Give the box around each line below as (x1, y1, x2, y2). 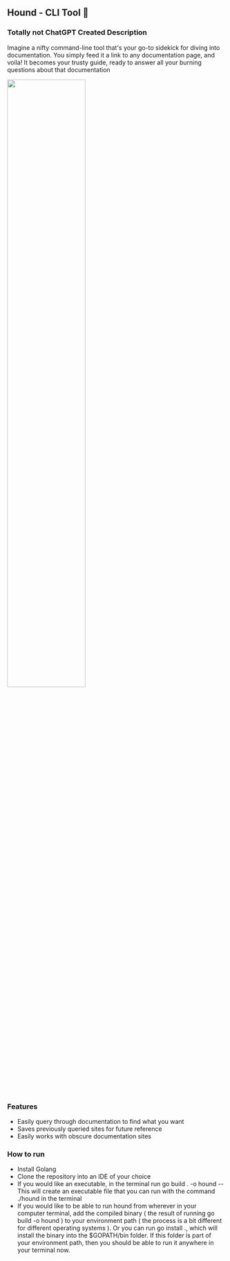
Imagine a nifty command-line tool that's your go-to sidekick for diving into (7, 43, 220, 52)
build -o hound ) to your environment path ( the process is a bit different (17, 1217, 222, 1225)
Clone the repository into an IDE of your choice (17, 1172, 151, 1181)
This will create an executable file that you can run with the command (17, 1187, 215, 1195)
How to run (7, 1149, 45, 1159)
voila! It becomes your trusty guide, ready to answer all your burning (7, 58, 202, 66)
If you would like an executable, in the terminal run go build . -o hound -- (17, 1180, 224, 1188)
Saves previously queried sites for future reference (17, 1125, 162, 1133)
